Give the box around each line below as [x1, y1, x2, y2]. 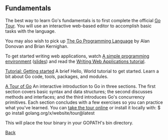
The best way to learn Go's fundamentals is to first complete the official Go [5, 17, 161, 23]
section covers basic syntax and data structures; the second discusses [5, 88, 152, 95]
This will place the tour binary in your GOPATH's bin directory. [5, 119, 133, 125]
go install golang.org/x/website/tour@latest [5, 110, 95, 116]
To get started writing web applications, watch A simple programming [5, 53, 149, 59]
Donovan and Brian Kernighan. [5, 43, 69, 49]
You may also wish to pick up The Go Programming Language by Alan [5, 38, 150, 44]
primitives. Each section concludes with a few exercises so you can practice [5, 99, 163, 105]
